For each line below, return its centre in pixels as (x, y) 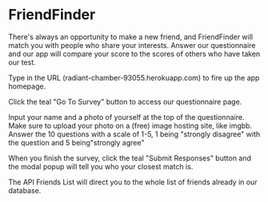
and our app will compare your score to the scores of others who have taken (134, 53)
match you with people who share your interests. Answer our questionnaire (132, 45)
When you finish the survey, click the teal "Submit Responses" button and (130, 158)
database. (25, 190)
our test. (22, 62)
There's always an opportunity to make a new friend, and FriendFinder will (131, 37)
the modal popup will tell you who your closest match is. (101, 166)
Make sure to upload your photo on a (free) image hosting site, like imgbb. (130, 125)
